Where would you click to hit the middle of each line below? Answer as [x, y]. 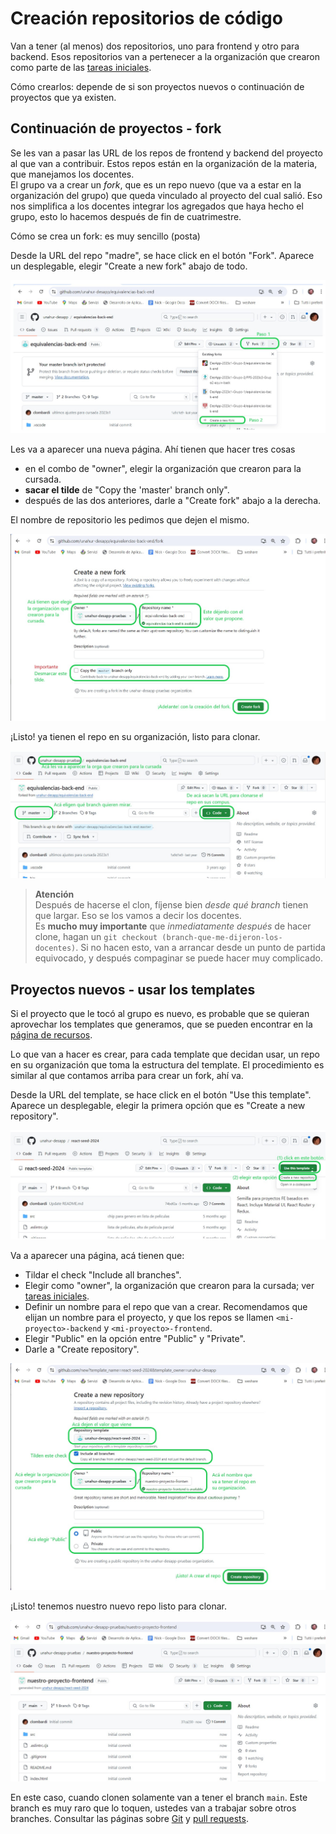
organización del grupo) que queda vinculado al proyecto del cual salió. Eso [166, 195]
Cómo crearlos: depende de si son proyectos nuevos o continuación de [157, 86]
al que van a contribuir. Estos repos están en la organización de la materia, [164, 163]
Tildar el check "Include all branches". [103, 1275]
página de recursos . [51, 1035]
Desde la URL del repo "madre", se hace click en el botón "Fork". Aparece [162, 255]
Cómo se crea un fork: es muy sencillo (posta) [105, 236]
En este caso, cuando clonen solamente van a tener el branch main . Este [159, 1798]
